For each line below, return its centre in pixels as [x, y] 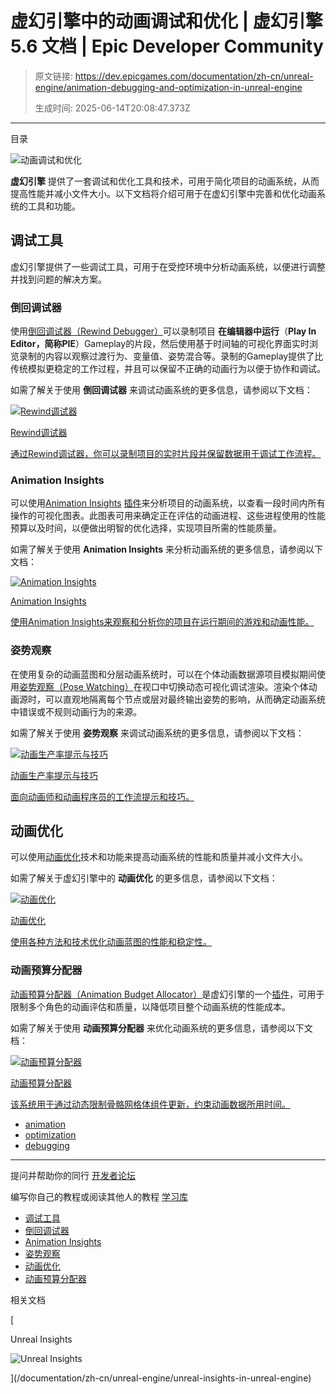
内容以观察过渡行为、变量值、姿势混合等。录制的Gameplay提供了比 [184, 356]
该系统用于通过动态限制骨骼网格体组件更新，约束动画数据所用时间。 [150, 1104]
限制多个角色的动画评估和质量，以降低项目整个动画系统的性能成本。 [150, 1006]
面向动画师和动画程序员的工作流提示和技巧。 [102, 796]
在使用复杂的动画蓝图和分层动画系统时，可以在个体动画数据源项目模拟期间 [163, 674]
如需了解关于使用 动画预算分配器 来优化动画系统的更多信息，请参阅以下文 [161, 1028]
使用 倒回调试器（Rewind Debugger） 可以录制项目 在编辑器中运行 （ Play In [163, 331]
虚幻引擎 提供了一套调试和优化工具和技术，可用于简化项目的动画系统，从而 [165, 181]
